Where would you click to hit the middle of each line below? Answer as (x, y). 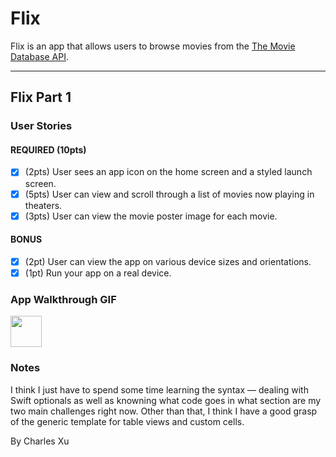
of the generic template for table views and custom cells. (127, 421)
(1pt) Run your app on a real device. (98, 273)
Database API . (39, 56)
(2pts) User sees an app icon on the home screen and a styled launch (168, 172)
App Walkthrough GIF (63, 299)
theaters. (43, 205)
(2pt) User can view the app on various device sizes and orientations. (168, 261)
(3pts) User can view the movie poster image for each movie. (151, 216)
